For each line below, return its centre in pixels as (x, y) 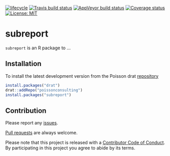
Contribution (26, 111)
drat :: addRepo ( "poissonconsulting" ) (44, 90)
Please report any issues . (32, 123)
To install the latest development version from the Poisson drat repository (82, 76)
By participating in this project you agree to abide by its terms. (70, 148)
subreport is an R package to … (38, 48)
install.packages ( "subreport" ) (38, 95)
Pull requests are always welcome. (41, 133)
